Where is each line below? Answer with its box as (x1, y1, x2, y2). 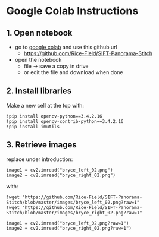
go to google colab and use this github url (14, 43, 117, 50)
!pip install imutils (6, 124, 60, 129)
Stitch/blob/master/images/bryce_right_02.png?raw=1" (6, 210, 143, 216)
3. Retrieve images (6, 140, 77, 150)
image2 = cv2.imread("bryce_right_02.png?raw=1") (6, 225, 132, 231)
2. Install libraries (6, 86, 72, 96)
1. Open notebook (6, 28, 73, 38)
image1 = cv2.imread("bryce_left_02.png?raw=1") (6, 220, 129, 226)
